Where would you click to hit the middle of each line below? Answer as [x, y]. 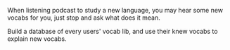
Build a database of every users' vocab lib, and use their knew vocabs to [113, 31]
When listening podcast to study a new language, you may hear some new [115, 10]
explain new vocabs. [37, 39]
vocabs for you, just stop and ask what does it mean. [84, 18]
